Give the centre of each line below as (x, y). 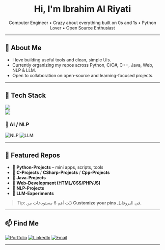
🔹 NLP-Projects (28, 188)
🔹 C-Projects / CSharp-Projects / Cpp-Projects (61, 172)
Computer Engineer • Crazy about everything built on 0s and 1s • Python (82, 23)
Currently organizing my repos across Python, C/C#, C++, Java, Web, (83, 65)
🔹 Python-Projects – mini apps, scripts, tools (58, 167)
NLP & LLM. (24, 70)
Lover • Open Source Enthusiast (82, 28)
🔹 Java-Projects (29, 177)
